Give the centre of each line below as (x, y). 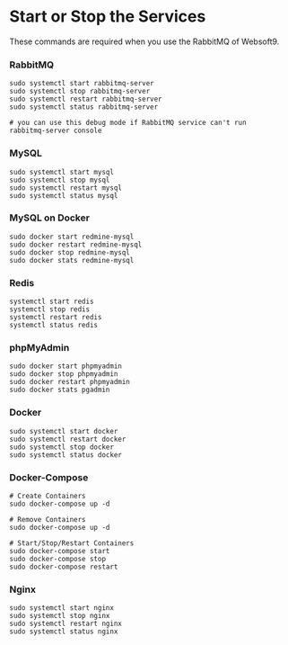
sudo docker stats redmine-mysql (72, 260)
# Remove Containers (48, 520)
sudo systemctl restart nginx (66, 624)
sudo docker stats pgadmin (60, 390)
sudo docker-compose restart (64, 567)
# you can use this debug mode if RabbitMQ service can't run (128, 123)
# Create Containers (48, 497)
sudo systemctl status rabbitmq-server (84, 107)
